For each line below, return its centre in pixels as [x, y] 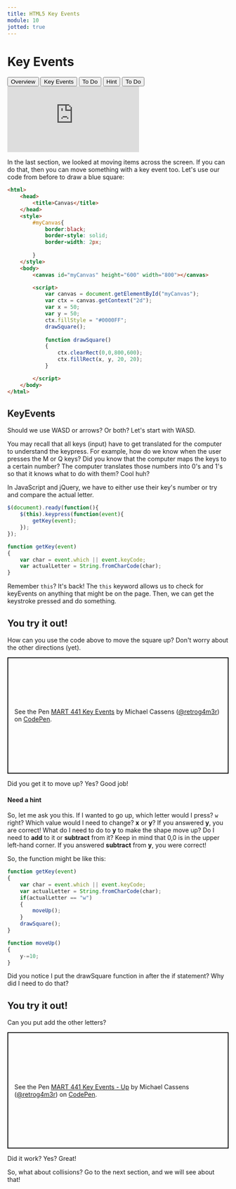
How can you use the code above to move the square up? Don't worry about [118, 640]
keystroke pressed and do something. [62, 601]
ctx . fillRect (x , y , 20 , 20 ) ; [100, 360]
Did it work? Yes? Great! [42, 1159]
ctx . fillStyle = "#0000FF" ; [86, 320]
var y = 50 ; [62, 314]
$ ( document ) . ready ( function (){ [53, 508]
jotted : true [26, 27]
